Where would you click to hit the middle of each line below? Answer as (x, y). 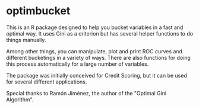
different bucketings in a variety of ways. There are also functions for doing (99, 57)
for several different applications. (47, 82)
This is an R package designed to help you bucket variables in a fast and (95, 27)
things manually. (26, 40)
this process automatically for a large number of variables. (78, 64)
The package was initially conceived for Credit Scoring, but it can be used (97, 75)
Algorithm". (20, 100)
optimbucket (38, 11)
